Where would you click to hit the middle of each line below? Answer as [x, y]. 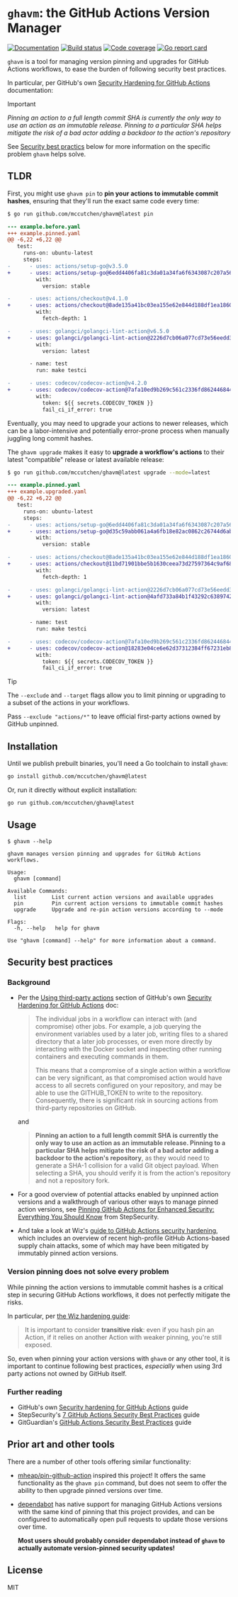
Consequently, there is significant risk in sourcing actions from [126, 1100]
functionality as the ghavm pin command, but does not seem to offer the [122, 1483]
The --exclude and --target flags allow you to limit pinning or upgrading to [117, 695]
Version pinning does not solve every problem [88, 1272]
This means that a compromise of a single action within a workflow [133, 1071]
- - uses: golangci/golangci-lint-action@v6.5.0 [89, 331]
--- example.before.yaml [44, 227]
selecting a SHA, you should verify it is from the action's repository [133, 1173]
